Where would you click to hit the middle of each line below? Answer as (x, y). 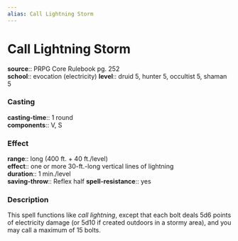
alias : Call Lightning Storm (50, 14)
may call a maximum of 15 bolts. (54, 230)
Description (28, 200)
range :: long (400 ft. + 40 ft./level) (58, 159)
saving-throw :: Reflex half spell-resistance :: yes (79, 181)
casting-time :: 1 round (40, 117)
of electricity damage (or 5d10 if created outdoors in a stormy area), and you (119, 223)
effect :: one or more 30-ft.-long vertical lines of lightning (91, 167)
